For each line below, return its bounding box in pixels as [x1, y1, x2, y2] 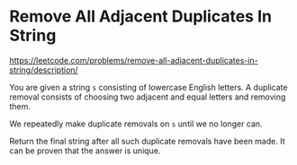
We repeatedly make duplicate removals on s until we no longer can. [9, 118, 263, 129]
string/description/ [9, 65, 78, 75]
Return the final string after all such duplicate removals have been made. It [9, 135, 285, 146]
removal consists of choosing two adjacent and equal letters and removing [9, 91, 286, 102]
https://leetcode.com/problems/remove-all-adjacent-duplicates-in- [9, 55, 258, 65]
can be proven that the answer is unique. [9, 145, 161, 156]
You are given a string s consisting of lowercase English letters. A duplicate [9, 82, 288, 92]
